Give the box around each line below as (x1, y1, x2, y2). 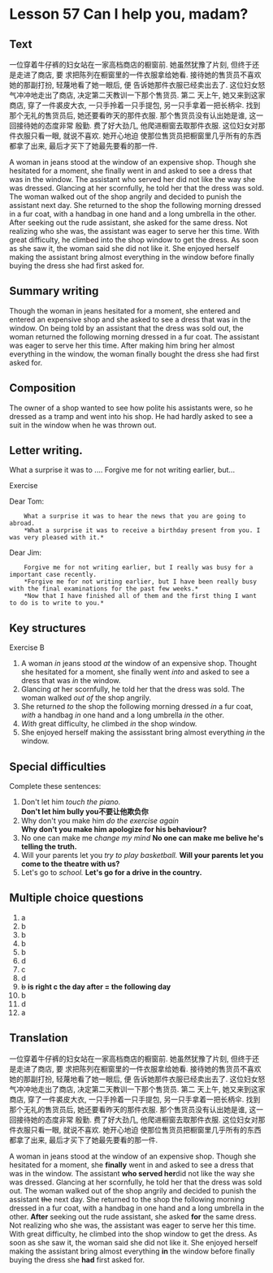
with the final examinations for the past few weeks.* (9, 585, 199, 593)
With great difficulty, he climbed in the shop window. (20, 719, 197, 729)
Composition (9, 381, 76, 395)
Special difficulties (9, 760, 106, 773)
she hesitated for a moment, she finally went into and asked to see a (20, 667, 250, 677)
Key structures (9, 621, 86, 634)
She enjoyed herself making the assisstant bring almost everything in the (20, 728, 266, 738)
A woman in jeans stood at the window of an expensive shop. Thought (20, 659, 258, 669)
